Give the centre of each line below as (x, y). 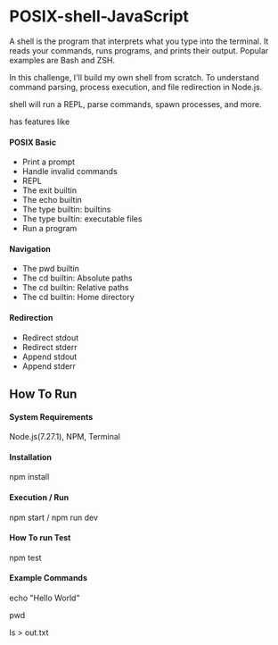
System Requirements (51, 416)
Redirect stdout (50, 338)
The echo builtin (52, 200)
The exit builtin (49, 190)
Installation (30, 457)
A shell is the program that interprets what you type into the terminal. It (139, 41)
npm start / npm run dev (54, 517)
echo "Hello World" (45, 598)
